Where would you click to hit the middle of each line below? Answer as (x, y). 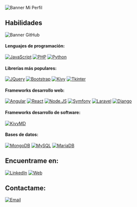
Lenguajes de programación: (35, 46)
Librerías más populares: (31, 68)
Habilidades (24, 23)
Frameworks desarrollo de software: (43, 112)
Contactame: (25, 188)
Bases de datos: (22, 134)
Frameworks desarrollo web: (35, 90)
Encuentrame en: (32, 161)
